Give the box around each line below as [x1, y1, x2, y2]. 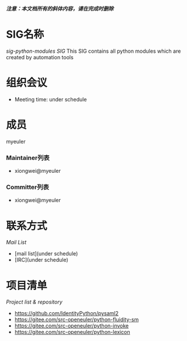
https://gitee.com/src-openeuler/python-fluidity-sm [14, 316, 139, 323]
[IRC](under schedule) [14, 257, 68, 264]
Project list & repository [6, 298, 63, 306]
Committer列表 [6, 183, 50, 192]
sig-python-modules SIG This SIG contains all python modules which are [6, 47, 181, 54]
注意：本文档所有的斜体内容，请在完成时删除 [6, 5, 114, 12]
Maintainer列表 [6, 154, 50, 162]
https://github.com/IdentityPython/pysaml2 [14, 310, 119, 317]
